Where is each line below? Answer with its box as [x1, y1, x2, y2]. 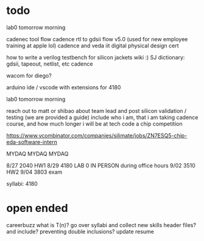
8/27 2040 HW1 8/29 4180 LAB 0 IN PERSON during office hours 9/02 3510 [6, 161, 196, 169]
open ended [6, 202, 68, 216]
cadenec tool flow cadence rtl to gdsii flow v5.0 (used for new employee [6, 35, 188, 42]
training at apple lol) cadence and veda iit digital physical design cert [6, 42, 179, 49]
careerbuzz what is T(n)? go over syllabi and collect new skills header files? [6, 221, 197, 228]
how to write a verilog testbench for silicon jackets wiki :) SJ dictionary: [6, 53, 185, 61]
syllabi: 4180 [6, 180, 38, 187]
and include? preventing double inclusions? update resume [6, 228, 154, 235]
